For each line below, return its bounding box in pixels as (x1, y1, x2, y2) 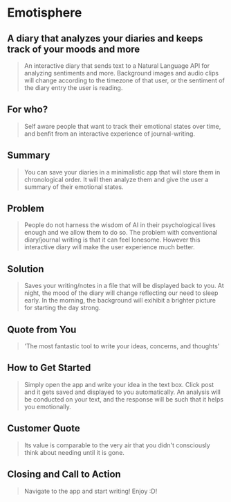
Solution (7, 263, 44, 275)
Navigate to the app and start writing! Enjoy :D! (24, 487, 158, 495)
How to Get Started (7, 362, 91, 374)
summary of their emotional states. (24, 182, 124, 191)
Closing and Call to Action (7, 469, 121, 481)
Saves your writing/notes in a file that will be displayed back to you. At (24, 282, 225, 290)
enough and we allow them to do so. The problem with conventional (24, 228, 218, 237)
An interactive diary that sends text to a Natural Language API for (24, 62, 210, 70)
